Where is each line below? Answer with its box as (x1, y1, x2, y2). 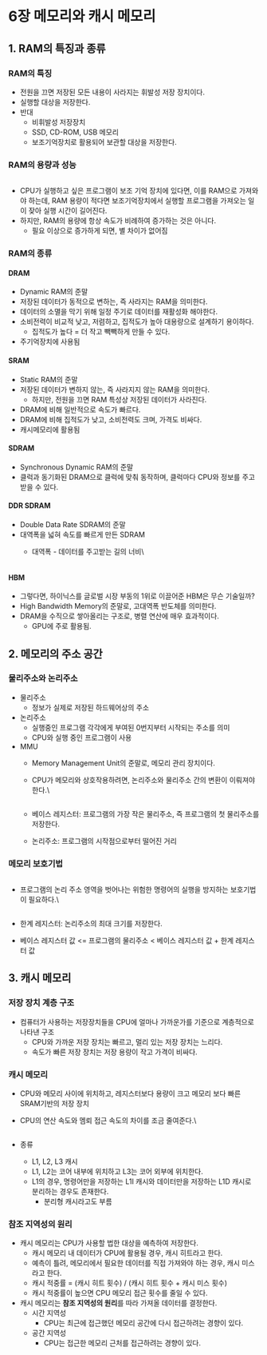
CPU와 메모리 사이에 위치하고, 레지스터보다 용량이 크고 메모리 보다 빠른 (19, 1089, 241, 1098)
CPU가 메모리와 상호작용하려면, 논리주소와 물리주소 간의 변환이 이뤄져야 (31, 775, 256, 785)
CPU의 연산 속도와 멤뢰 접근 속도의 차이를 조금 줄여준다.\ (19, 1116, 197, 1125)
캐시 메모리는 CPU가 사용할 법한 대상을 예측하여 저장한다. (19, 1238, 199, 1248)
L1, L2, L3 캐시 (31, 1157, 78, 1166)
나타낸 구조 (19, 1027, 55, 1037)
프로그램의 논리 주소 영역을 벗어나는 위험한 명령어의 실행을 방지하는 (19, 885, 229, 894)
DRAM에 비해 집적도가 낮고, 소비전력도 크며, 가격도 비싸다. (19, 414, 202, 424)
